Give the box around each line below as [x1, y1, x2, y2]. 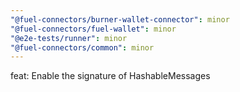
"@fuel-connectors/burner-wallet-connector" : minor [10, 14, 230, 25]
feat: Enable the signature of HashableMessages [10, 70, 211, 82]
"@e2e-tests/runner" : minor [10, 33, 128, 43]
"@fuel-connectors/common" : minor [10, 42, 155, 53]
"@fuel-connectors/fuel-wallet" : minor [10, 24, 177, 34]
